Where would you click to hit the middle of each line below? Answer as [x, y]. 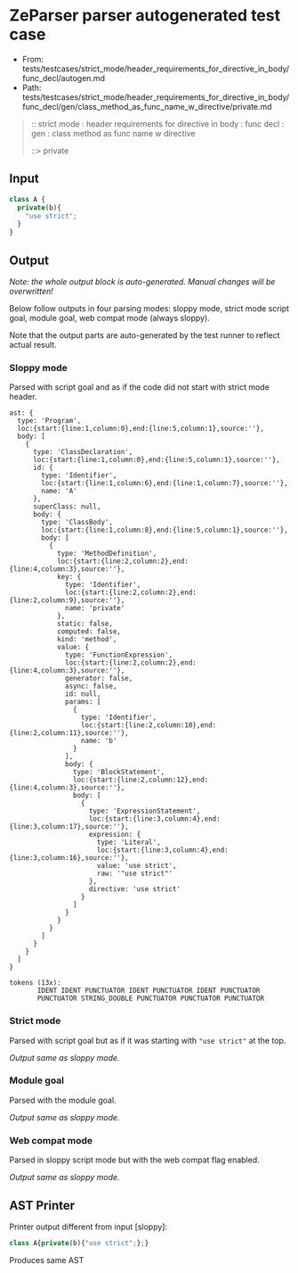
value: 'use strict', [137, 866]
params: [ [83, 702]
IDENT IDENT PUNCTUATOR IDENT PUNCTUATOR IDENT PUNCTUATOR [149, 991]
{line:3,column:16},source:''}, [69, 858]
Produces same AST [47, 1260]
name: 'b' [99, 741]
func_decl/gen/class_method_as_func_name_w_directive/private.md [147, 106]
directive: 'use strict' [134, 889]
